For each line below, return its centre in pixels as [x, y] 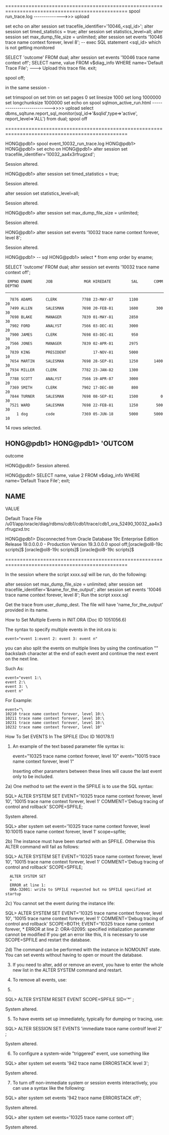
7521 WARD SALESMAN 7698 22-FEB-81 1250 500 [87, 405]
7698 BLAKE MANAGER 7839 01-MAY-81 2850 [74, 317]
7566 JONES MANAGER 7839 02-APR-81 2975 [74, 343]
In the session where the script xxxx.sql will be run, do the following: [76, 574]
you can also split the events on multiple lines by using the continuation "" [82, 648]
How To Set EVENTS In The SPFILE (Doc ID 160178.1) [60, 736]
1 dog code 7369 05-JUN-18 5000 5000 [90, 414]
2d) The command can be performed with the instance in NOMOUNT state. [83, 949]
